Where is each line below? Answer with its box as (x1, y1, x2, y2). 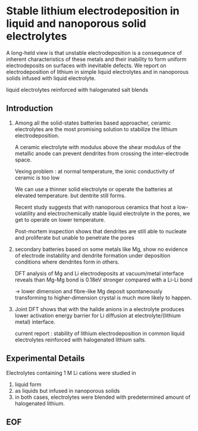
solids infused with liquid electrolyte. (6, 75, 96, 82)
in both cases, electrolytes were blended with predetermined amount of (14, 393, 191, 401)
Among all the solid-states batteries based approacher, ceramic (14, 119, 171, 126)
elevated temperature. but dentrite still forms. (14, 192, 126, 199)
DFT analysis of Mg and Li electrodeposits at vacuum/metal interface (14, 269, 184, 277)
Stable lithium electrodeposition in (6, 4, 180, 18)
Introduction (6, 103, 54, 114)
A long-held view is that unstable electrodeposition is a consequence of (6, 49, 183, 56)
